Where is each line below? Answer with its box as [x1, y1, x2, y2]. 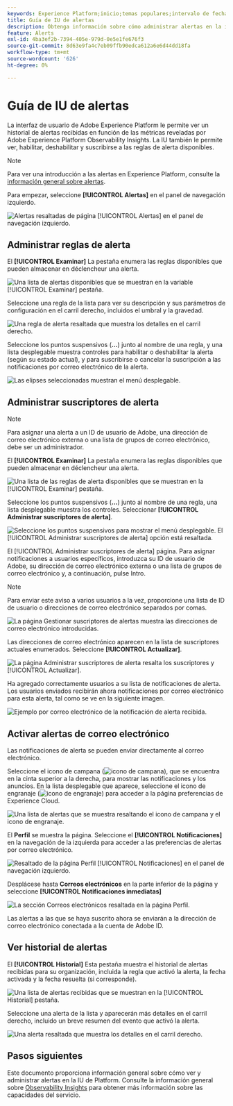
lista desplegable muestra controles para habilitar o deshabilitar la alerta [7, 348, 214, 356]
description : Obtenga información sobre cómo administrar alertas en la [7, 23, 222, 30]
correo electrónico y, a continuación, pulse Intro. [7, 569, 146, 578]
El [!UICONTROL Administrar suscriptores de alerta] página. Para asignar [7, 547, 216, 555]
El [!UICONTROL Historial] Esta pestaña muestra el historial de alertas [7, 960, 208, 969]
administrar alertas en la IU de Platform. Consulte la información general [7, 1075, 214, 1084]
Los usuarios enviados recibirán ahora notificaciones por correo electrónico [7, 687, 224, 695]
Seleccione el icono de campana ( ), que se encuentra [7, 767, 220, 775]
